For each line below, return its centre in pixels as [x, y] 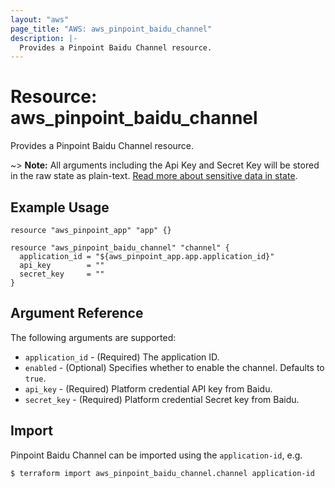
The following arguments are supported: [93, 337]
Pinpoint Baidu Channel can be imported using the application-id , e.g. [156, 455]
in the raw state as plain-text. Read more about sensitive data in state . [154, 176]
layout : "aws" [40, 19]
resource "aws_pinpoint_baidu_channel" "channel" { [120, 248]
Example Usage [60, 207]
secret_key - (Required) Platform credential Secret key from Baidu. [162, 399]
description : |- [44, 38]
